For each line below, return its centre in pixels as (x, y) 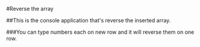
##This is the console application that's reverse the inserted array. (89, 20)
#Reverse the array (30, 9)
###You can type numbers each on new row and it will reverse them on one (100, 32)
